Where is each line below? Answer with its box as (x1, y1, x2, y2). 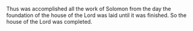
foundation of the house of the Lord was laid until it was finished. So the (6, 12, 187, 19)
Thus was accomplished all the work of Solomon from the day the (6, 5, 172, 12)
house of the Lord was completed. (6, 18, 93, 25)
